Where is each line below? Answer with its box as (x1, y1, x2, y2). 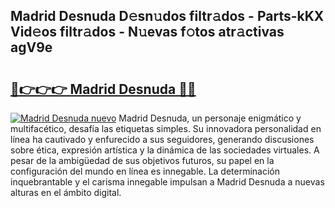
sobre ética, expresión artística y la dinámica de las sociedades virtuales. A (10, 144, 320, 156)
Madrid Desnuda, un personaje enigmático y (118, 112, 302, 124)
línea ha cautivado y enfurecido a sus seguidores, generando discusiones (10, 134, 315, 145)
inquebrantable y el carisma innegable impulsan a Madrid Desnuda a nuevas (10, 176, 325, 188)
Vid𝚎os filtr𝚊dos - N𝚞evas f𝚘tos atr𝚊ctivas (10, 24, 285, 41)
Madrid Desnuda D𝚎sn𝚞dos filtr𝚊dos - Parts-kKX (10, 8, 325, 25)
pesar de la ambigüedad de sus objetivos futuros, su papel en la (10, 155, 275, 166)
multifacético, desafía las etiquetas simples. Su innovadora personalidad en (10, 123, 322, 134)
